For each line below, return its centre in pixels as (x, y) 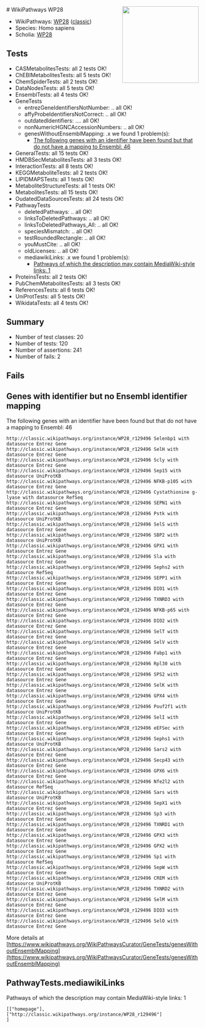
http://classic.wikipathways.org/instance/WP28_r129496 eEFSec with (95, 728)
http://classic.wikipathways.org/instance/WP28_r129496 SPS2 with (92, 674)
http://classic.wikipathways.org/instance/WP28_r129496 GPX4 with (92, 696)
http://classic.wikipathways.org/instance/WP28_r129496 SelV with (92, 642)
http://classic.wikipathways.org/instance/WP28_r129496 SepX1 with (94, 803)
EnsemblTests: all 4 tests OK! (52, 94)
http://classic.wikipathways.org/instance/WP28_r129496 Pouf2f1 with (97, 706)
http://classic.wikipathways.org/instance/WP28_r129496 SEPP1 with (94, 578)
